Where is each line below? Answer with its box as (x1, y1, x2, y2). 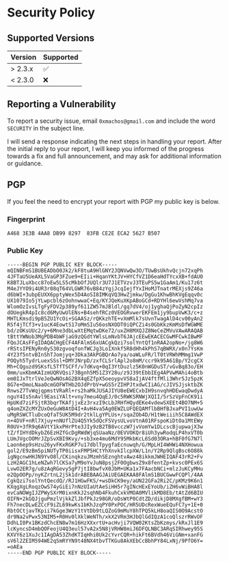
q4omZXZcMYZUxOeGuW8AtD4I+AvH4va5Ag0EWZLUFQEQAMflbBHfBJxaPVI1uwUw (7, 406, 204, 412)
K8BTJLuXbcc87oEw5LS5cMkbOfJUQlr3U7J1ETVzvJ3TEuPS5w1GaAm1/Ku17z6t (7, 279, 204, 286)
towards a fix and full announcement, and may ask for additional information (7, 152, 222, 160)
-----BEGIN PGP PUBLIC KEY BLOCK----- (7, 261, 118, 268)
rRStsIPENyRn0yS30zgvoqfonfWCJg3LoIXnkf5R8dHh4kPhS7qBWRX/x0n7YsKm (7, 345, 204, 353)
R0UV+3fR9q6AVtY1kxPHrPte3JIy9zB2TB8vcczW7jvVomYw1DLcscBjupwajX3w (7, 423, 204, 430)
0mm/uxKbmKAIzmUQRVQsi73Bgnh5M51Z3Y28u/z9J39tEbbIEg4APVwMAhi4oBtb (7, 369, 204, 377)
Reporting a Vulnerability (7, 98, 116, 110)
